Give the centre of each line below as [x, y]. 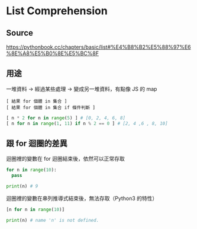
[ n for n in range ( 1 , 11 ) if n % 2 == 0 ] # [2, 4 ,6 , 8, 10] [87, 123]
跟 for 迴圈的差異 [37, 143]
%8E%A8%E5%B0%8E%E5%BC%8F [53, 53]
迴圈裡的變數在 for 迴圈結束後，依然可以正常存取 [66, 159]
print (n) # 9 [22, 186]
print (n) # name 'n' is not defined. [53, 220]
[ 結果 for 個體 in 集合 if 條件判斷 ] [51, 107]
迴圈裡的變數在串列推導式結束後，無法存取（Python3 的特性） [82, 198]
